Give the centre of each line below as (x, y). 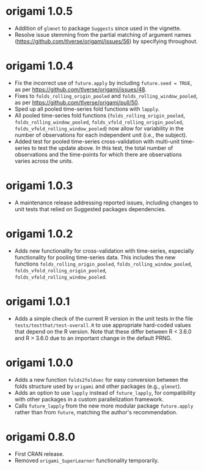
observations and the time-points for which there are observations (98, 154)
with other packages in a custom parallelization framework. (89, 399)
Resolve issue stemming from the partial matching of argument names (103, 34)
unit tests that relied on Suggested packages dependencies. (90, 209)
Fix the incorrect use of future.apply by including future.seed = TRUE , (103, 83)
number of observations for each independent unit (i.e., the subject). (101, 135)
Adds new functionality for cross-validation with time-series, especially (104, 251)
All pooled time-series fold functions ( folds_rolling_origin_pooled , (100, 115)
